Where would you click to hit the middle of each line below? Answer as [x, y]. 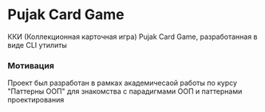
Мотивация [31, 65]
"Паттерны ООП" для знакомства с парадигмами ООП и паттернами [125, 91]
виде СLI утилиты [37, 44]
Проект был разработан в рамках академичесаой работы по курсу [122, 83]
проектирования [36, 100]
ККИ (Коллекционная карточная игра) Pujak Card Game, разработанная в [132, 37]
